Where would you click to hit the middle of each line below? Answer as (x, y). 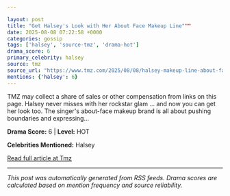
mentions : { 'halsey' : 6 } (42, 77)
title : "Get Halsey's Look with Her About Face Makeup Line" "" (99, 26)
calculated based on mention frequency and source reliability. (95, 185)
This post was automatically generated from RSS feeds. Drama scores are (112, 177)
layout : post (26, 19)
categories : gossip (35, 38)
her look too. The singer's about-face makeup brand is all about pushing (109, 111)
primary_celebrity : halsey (46, 58)
